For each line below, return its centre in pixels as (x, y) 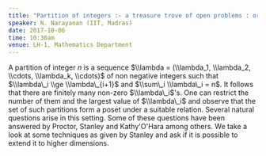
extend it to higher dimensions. (59, 143)
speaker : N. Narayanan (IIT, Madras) (70, 23)
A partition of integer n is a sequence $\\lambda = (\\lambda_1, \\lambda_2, (130, 67)
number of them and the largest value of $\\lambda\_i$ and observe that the (132, 101)
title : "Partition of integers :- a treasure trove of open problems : (129, 15)
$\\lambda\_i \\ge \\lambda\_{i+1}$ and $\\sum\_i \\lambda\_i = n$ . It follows (131, 85)
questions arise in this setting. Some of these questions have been (117, 118)
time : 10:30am (32, 38)
